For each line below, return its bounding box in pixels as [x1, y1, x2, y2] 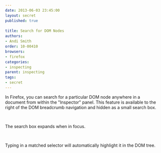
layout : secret [5, 13, 36, 18]
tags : [5, 75, 16, 80]
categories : [5, 59, 29, 65]
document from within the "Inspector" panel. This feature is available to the [5, 99, 156, 105]
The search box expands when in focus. [5, 123, 86, 129]
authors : [5, 34, 23, 39]
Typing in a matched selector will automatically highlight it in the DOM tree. [5, 142, 156, 148]
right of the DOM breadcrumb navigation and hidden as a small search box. [5, 104, 157, 110]
